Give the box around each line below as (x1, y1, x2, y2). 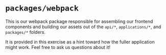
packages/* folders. (5, 29, 46, 35)
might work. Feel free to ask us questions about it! (5, 44, 111, 50)
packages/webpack (5, 4, 79, 13)
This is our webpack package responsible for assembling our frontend (5, 18, 153, 24)
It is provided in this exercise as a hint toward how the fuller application (5, 39, 155, 45)
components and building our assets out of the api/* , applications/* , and (5, 24, 161, 30)
